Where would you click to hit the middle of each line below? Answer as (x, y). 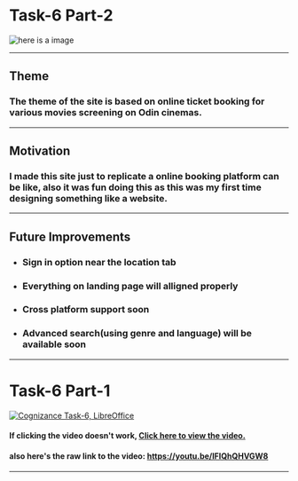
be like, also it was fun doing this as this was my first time (135, 187)
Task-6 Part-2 (61, 16)
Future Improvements (70, 237)
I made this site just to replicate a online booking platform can (144, 176)
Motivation (40, 151)
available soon (54, 344)
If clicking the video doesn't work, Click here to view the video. (127, 436)
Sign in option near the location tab (99, 262)
